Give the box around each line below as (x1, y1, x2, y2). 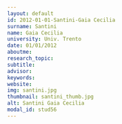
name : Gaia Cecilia (7, 29, 63, 37)
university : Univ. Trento (7, 36, 81, 43)
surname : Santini (7, 23, 57, 30)
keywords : (7, 74, 36, 81)
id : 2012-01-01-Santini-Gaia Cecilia (7, 17, 116, 23)
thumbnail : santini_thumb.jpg (7, 94, 94, 101)
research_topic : (7, 55, 54, 62)
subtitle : (7, 61, 36, 68)
